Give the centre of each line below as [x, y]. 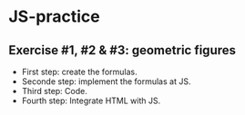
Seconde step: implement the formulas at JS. [106, 81]
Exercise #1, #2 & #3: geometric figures [122, 50]
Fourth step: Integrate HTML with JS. [91, 101]
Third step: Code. [54, 91]
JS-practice [55, 17]
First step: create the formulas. [79, 72]
